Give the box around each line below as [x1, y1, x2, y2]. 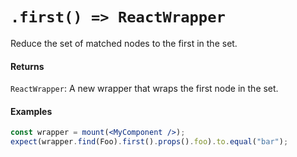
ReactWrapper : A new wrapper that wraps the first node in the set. [10, 83, 279, 95]
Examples [10, 105, 53, 117]
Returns [10, 60, 45, 72]
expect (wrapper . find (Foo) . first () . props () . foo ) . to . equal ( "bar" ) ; [10, 137, 289, 147]
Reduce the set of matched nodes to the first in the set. [10, 37, 238, 49]
